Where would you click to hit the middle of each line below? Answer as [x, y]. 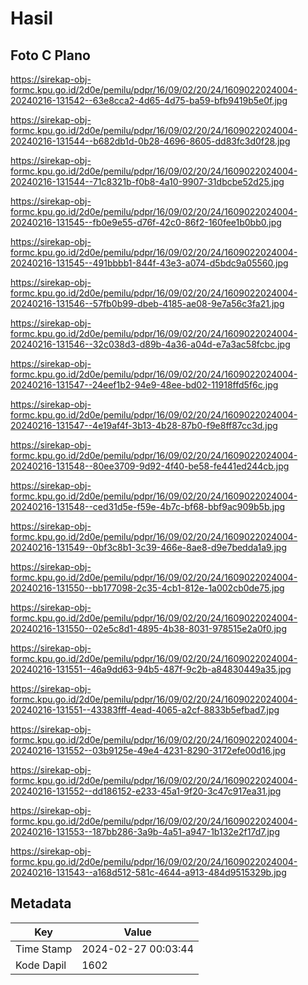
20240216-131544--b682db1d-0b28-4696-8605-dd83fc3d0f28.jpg [150, 141]
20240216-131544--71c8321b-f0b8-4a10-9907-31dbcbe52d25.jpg [147, 181]
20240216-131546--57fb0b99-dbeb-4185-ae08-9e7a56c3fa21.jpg [147, 303]
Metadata [41, 903]
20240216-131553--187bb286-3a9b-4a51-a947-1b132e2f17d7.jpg [145, 831]
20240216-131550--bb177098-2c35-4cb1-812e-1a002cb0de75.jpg [147, 588]
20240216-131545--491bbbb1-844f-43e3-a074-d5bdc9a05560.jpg [149, 263]
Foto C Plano [50, 55]
